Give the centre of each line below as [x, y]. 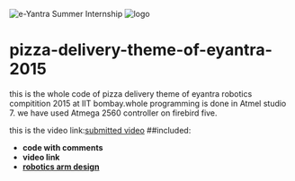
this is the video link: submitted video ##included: [100, 130]
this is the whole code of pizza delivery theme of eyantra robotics [131, 93]
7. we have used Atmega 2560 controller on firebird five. [113, 113]
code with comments [63, 147]
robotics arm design [61, 167]
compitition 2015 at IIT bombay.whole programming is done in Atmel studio [148, 103]
